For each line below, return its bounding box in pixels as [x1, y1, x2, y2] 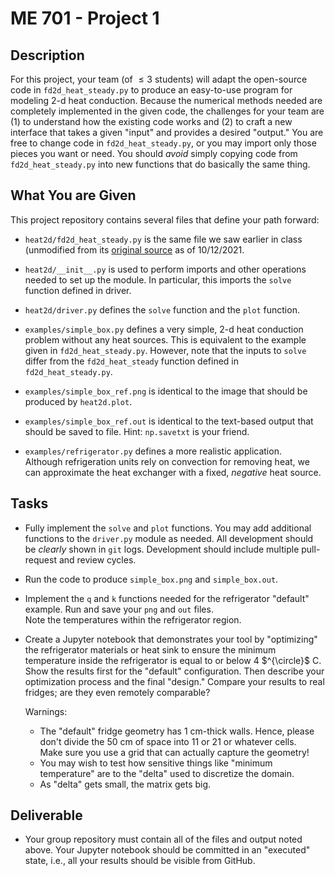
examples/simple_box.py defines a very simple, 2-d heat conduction [24, 323, 304, 335]
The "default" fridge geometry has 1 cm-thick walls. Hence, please [39, 725, 315, 737]
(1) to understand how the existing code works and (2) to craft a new [10, 116, 293, 127]
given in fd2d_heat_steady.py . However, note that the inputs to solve [24, 344, 307, 356]
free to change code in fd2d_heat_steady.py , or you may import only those [10, 137, 317, 149]
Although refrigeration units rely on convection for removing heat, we [24, 455, 310, 467]
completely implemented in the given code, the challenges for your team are [10, 105, 325, 117]
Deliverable [10, 807, 83, 824]
